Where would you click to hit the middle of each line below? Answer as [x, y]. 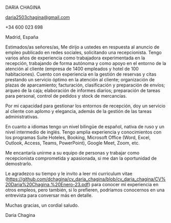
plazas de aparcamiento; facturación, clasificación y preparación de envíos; [85, 85]
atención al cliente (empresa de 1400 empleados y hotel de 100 [72, 69]
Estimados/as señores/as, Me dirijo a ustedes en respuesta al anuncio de [82, 47]
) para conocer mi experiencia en [124, 184]
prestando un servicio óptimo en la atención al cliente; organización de [80, 80]
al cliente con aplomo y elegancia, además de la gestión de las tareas [79, 111]
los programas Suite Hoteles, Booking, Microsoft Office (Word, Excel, [78, 137]
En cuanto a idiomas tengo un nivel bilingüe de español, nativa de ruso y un [85, 127]
